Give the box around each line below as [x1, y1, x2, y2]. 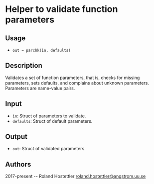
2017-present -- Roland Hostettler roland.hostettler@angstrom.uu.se [5, 173, 146, 180]
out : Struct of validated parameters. [12, 146, 86, 152]
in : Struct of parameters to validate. [12, 113, 86, 119]
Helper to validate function [5, 3, 118, 15]
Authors [5, 160, 31, 169]
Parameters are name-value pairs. [5, 85, 75, 91]
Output [5, 133, 27, 141]
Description [5, 61, 42, 70]
